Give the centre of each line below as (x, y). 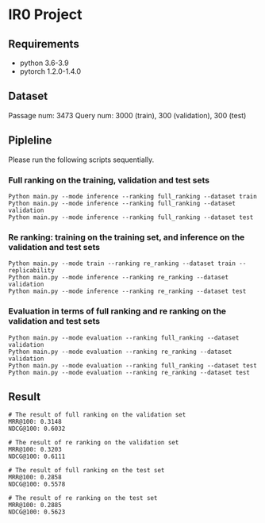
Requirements (44, 44)
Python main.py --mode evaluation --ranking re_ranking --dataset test (129, 372)
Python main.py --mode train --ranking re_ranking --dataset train (122, 263)
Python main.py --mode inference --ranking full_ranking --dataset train (133, 196)
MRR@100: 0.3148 (35, 422)
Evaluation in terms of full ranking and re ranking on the (117, 311)
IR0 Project (45, 15)
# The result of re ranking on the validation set (94, 443)
